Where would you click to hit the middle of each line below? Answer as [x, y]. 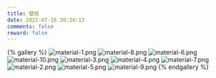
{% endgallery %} [184, 67]
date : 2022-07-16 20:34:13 [46, 20]
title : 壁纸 [23, 13]
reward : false [28, 33]
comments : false [30, 26]
